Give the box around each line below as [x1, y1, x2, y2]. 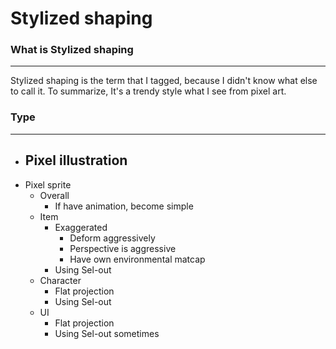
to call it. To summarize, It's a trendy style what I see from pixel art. [10, 85, 287, 97]
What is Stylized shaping [10, 43, 134, 57]
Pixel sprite [24, 178, 72, 191]
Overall [39, 189, 70, 201]
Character [39, 274, 82, 286]
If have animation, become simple [54, 200, 194, 212]
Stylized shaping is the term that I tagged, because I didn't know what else [10, 75, 318, 87]
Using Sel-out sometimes [54, 327, 160, 339]
